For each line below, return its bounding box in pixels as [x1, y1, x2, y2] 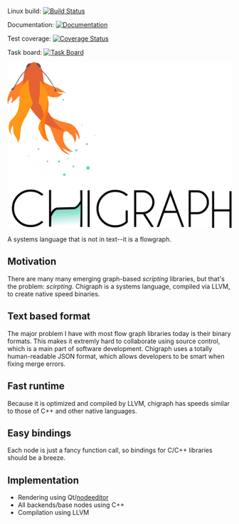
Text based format [7, 310, 91, 323]
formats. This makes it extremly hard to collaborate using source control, [7, 337, 221, 345]
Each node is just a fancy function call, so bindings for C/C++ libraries [7, 446, 213, 455]
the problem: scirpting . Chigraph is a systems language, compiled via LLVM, [7, 282, 230, 290]
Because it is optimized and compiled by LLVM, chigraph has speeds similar [7, 399, 230, 407]
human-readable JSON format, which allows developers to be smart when [7, 352, 225, 360]
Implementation [7, 474, 80, 486]
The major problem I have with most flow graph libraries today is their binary [7, 329, 231, 337]
